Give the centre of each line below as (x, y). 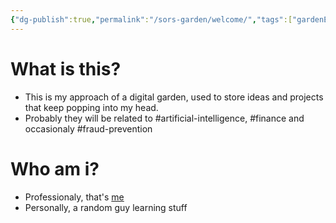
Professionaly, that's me (74, 197)
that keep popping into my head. (91, 107)
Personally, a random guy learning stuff (106, 207)
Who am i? (55, 168)
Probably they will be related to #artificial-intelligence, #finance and (164, 118)
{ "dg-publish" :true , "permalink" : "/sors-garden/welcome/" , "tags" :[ (151, 19)
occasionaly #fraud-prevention (88, 128)
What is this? (66, 68)
